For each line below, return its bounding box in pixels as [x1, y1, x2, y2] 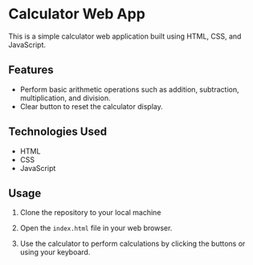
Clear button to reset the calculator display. [19, 101, 163, 111]
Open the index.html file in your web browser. [19, 223, 173, 233]
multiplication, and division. [19, 93, 111, 103]
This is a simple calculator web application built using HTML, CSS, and [8, 31, 242, 41]
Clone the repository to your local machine [19, 208, 161, 218]
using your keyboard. [19, 247, 91, 257]
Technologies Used [8, 125, 107, 139]
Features [8, 63, 54, 77]
